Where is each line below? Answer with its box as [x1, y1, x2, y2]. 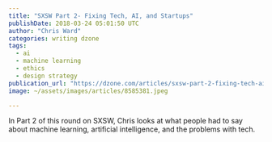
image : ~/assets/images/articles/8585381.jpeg [8, 86, 168, 95]
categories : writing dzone [8, 34, 100, 43]
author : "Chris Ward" [8, 27, 82, 35]
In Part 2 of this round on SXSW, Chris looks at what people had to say [8, 116, 243, 126]
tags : [8, 42, 27, 50]
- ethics [15, 65, 45, 73]
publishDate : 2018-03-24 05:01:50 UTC [8, 19, 139, 27]
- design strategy [15, 72, 79, 80]
